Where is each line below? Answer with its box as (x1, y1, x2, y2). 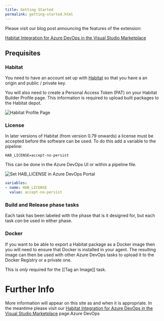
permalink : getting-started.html (5, 12, 73, 17)
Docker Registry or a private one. (5, 257, 72, 263)
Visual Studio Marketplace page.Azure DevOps (5, 310, 100, 316)
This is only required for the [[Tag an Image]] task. (5, 266, 107, 272)
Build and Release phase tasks (5, 202, 79, 208)
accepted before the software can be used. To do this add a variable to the (5, 138, 156, 144)
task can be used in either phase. (5, 218, 72, 224)
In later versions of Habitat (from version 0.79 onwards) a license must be (5, 133, 154, 139)
